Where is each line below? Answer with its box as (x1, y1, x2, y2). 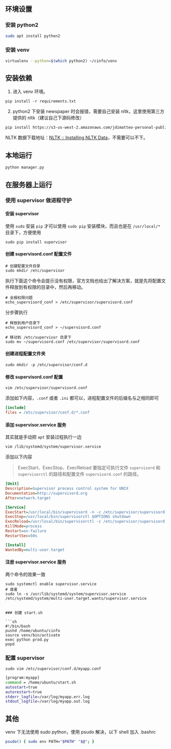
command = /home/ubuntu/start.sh (5, 679, 76, 685)
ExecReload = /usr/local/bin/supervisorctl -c (5, 519, 101, 524)
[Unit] (5, 481, 19, 487)
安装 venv (5, 47, 30, 54)
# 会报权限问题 (5, 295, 33, 300)
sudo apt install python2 (5, 33, 60, 38)
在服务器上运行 (5, 180, 52, 189)
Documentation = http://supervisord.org (5, 490, 88, 496)
